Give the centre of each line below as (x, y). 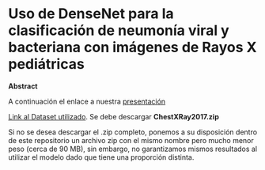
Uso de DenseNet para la (91, 14)
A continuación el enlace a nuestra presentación (87, 101)
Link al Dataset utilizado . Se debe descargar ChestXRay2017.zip (114, 116)
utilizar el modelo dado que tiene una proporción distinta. (101, 157)
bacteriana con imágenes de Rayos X (132, 47)
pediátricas (46, 64)
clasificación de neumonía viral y (119, 30)
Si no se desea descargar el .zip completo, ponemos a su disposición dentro (133, 132)
